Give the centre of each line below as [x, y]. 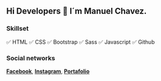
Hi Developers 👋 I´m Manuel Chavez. [77, 11]
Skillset [18, 29]
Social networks [31, 58]
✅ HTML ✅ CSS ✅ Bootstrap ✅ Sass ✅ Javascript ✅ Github [80, 42]
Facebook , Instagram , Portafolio [48, 71]
